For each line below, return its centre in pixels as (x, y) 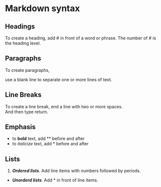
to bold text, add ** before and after (48, 138)
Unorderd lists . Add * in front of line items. (55, 180)
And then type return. (27, 112)
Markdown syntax (42, 8)
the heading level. (23, 43)
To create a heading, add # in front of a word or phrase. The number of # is (80, 38)
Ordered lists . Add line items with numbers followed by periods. (76, 171)
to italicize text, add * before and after (50, 144)
